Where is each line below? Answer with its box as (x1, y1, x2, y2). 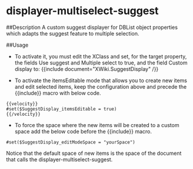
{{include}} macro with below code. (14, 89, 101, 96)
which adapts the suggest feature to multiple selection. (6, 30, 139, 37)
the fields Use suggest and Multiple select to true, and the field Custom (14, 59, 188, 66)
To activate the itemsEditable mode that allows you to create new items (14, 77, 187, 84)
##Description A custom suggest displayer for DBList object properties (6, 24, 178, 31)
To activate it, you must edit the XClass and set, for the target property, (14, 53, 187, 60)
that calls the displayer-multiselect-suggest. (6, 155, 113, 163)
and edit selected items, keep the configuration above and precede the (14, 83, 187, 90)
